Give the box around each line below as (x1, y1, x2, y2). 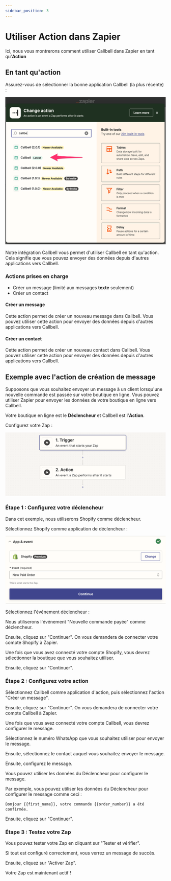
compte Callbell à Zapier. (5, 710, 58, 716)
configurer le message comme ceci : (5, 791, 82, 797)
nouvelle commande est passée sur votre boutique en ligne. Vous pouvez (5, 391, 159, 398)
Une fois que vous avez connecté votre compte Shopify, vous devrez (5, 650, 150, 656)
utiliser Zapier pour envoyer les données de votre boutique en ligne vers (5, 397, 157, 403)
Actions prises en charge (5, 273, 69, 280)
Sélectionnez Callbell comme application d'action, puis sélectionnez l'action (5, 689, 164, 695)
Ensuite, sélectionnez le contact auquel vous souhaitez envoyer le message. (5, 750, 165, 756)
